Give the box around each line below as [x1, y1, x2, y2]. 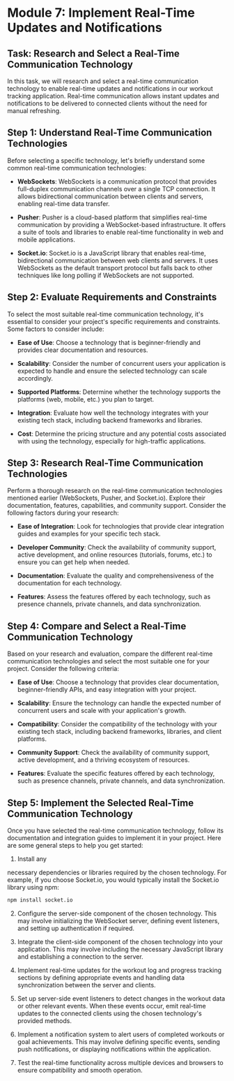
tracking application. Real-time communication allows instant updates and [7, 92, 219, 100]
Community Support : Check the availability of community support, [17, 749, 210, 757]
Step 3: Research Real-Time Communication [7, 457, 204, 469]
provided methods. [17, 1016, 72, 1024]
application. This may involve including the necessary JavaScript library [17, 945, 224, 953]
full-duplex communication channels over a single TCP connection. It [17, 184, 216, 193]
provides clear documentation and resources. [17, 346, 148, 354]
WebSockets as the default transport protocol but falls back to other [17, 263, 213, 272]
